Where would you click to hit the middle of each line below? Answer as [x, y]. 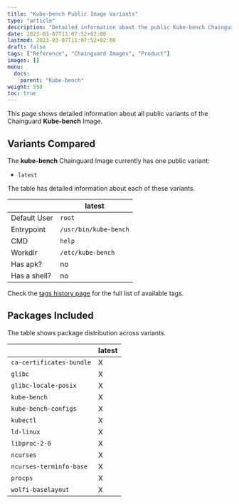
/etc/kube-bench [87, 252]
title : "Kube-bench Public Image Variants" [73, 14]
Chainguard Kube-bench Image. [55, 121]
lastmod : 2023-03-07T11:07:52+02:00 [62, 41]
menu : [15, 67]
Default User [32, 218]
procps [22, 478]
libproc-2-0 [31, 443]
